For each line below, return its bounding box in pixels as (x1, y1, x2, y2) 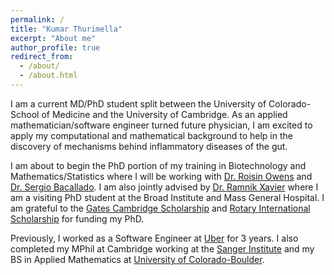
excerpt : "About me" (10, 33, 97, 43)
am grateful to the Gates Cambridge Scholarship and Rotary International (10, 202, 311, 214)
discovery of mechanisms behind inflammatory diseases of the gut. (10, 140, 288, 152)
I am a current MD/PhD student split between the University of (10, 97, 267, 110)
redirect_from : (10, 52, 74, 62)
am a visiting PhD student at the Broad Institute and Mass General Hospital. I (10, 191, 325, 203)
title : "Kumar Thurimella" (10, 24, 123, 34)
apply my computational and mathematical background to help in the (10, 129, 293, 141)
